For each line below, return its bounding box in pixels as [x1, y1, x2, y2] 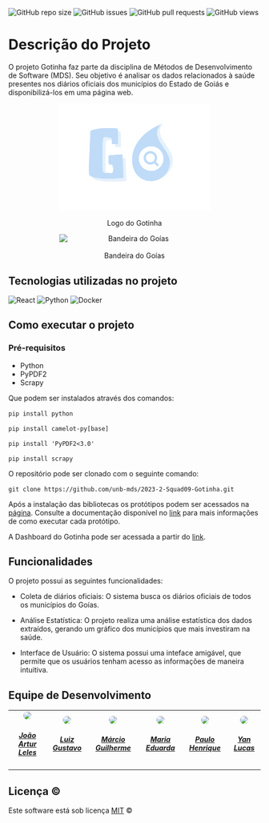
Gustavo [52, 743, 82, 753]
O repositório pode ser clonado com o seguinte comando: [8, 468, 199, 478]
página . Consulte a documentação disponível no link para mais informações [8, 508, 259, 517]
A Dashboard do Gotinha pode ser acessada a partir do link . [8, 532, 206, 541]
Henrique [189, 743, 222, 753]
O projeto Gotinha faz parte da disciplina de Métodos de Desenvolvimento [8, 62, 253, 71]
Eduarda [145, 743, 175, 753]
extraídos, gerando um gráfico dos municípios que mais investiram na [19, 624, 251, 634]
